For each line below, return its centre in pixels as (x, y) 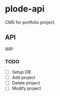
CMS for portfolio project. (30, 22)
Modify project (26, 88)
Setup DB (21, 72)
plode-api (25, 9)
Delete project (26, 83)
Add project (24, 78)
